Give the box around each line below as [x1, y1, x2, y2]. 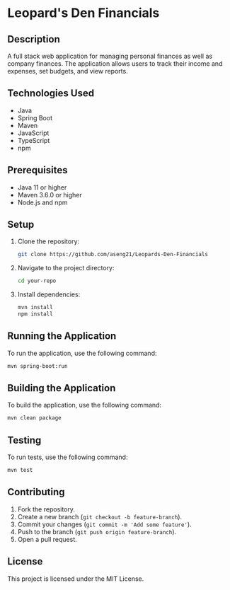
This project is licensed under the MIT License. [7, 574, 144, 583]
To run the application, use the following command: [7, 349, 157, 357]
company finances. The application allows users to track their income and [7, 59, 223, 68]
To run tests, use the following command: [7, 453, 128, 461]
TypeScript [17, 136, 50, 144]
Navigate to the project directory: [17, 264, 115, 272]
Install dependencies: [17, 290, 81, 299]
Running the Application [7, 330, 117, 342]
